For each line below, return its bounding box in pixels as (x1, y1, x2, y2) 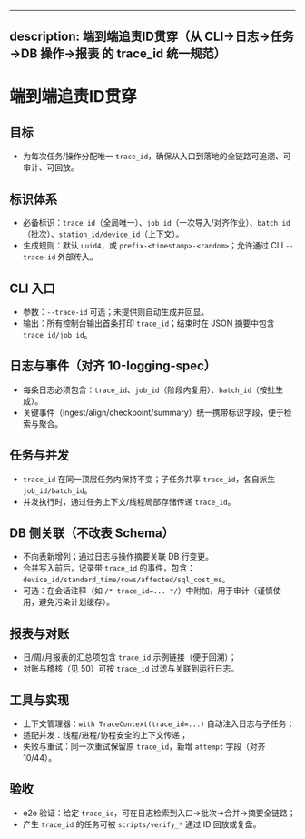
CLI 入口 (9, 280, 56, 296)
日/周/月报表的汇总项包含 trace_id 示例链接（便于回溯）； (22, 652, 238, 662)
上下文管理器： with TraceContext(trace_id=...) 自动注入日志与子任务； (22, 718, 295, 729)
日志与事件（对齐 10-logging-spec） (9, 359, 216, 374)
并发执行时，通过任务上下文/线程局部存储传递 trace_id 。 (22, 496, 236, 507)
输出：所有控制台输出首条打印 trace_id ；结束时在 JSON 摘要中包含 (22, 318, 275, 329)
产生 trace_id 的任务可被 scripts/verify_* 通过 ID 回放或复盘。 (22, 818, 261, 829)
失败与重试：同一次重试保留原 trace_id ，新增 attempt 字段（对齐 (22, 741, 266, 752)
